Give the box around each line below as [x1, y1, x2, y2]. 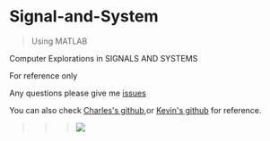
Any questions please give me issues [9, 87, 146, 98]
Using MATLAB [30, 36, 88, 46]
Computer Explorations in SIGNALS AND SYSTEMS [9, 53, 198, 63]
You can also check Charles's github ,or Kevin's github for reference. [9, 104, 262, 115]
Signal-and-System [9, 6, 159, 27]
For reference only [9, 70, 78, 81]
